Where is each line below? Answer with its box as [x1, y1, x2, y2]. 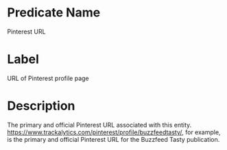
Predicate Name [7, 5, 101, 21]
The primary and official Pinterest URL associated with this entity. [7, 121, 192, 129]
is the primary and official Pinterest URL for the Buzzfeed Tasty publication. [7, 135, 220, 143]
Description [7, 98, 75, 114]
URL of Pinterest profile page [7, 74, 89, 82]
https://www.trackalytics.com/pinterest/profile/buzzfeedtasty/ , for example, [7, 128, 221, 136]
